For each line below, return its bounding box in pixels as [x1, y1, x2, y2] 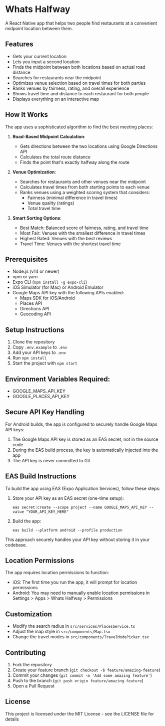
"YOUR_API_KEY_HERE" [25, 509, 69, 514]
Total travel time [27, 205, 61, 211]
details [5, 716, 19, 722]
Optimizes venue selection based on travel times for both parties [12, 80, 146, 86]
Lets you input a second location [12, 59, 80, 65]
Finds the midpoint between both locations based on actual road [12, 64, 145, 70]
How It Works [5, 110, 48, 119]
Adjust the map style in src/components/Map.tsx [12, 628, 110, 635]
